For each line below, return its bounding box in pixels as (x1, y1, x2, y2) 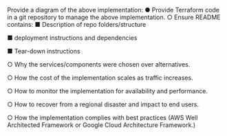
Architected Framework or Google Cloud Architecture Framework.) (7, 121, 196, 129)
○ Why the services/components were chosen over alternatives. (7, 60, 191, 68)
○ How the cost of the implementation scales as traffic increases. (7, 73, 194, 82)
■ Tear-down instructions (7, 47, 80, 55)
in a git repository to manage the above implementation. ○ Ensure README (7, 13, 221, 21)
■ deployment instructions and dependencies (7, 34, 138, 42)
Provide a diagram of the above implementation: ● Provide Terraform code (7, 6, 220, 14)
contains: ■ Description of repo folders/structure (7, 21, 147, 28)
